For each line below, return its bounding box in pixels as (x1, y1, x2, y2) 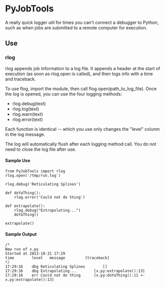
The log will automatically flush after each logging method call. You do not (5, 141, 157, 147)
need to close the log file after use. (5, 146, 76, 152)
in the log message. (5, 131, 46, 137)
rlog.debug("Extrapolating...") (14, 207, 81, 213)
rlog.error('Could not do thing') (14, 194, 85, 199)
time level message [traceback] (5, 256, 110, 261)
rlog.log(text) (12, 105, 40, 112)
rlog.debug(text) (12, 100, 46, 106)
